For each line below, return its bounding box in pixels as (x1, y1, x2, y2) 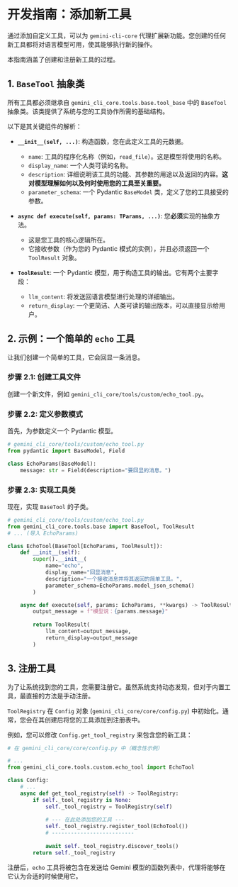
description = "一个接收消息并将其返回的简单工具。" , (45, 575, 183, 582)
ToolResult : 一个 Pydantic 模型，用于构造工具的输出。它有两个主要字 (17, 268, 219, 277)
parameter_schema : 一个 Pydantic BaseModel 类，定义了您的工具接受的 (28, 187, 229, 196)
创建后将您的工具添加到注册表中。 (44, 715, 144, 724)
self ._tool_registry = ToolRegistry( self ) (45, 803, 173, 810)
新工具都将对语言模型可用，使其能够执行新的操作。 (7, 40, 157, 48)
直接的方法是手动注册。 (25, 691, 94, 700)
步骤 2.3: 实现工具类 (7, 485, 76, 495)
